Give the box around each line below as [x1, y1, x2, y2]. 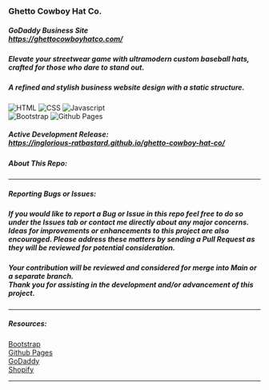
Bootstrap [8, 339, 42, 348]
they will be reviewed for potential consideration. [8, 242, 176, 253]
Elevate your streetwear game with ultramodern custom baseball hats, [8, 54, 250, 63]
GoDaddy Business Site [8, 26, 89, 35]
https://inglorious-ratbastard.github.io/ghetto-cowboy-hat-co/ [8, 138, 226, 148]
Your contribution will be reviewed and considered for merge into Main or [8, 263, 258, 273]
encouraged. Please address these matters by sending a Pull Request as [8, 234, 255, 244]
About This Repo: [8, 158, 68, 168]
